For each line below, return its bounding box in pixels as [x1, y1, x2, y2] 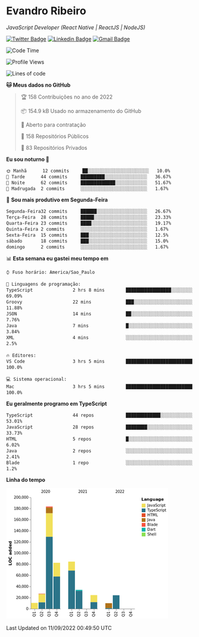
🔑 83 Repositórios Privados [20, 144, 87, 151]
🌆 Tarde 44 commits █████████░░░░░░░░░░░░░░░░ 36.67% [6, 174, 171, 179]
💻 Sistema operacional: [6, 376, 67, 382]
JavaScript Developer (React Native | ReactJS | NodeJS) [6, 24, 146, 31]
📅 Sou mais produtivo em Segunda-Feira [6, 196, 108, 203]
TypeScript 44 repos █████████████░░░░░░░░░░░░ [6, 412, 193, 418]
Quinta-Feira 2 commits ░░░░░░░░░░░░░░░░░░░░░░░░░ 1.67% [6, 226, 169, 232]
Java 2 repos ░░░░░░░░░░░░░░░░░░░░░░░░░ [6, 447, 193, 454]
